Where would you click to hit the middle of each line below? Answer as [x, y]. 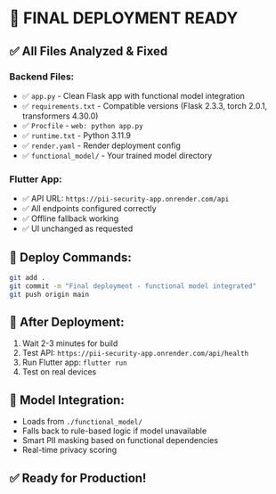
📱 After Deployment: [67, 322]
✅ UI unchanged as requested [77, 229]
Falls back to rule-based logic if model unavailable [114, 431]
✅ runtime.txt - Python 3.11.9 [77, 135]
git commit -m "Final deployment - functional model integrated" [133, 286]
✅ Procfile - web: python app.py [83, 125]
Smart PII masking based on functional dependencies [120, 440]
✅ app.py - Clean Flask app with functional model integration [133, 95]
